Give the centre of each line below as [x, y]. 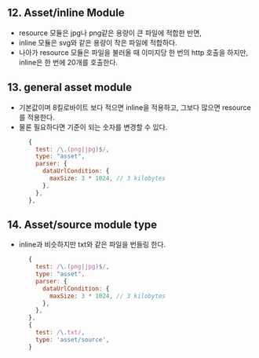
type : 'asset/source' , [73, 340]
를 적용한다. [37, 117]
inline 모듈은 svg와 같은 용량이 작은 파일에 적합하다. [98, 42]
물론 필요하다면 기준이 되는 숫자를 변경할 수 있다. [93, 127]
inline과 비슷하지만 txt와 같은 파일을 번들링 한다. [92, 245]
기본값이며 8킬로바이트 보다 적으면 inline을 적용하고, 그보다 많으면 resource [135, 107]
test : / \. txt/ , [60, 333]
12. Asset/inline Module [66, 13]
